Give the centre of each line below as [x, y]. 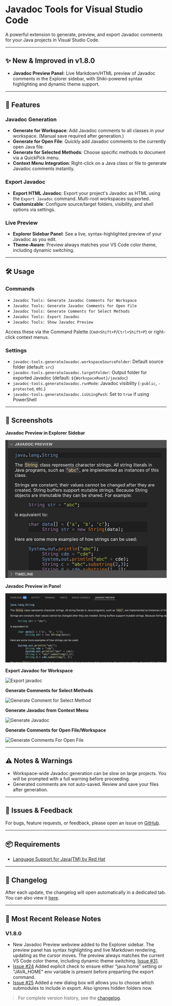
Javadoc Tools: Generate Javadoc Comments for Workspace [75, 301]
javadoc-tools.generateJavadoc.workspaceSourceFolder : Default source [88, 361]
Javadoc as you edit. [35, 240]
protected [23, 389]
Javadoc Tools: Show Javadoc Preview [53, 322]
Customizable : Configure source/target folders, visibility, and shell [83, 204]
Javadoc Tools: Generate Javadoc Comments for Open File [75, 306]
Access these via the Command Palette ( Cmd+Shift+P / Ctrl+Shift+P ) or [79, 332]
